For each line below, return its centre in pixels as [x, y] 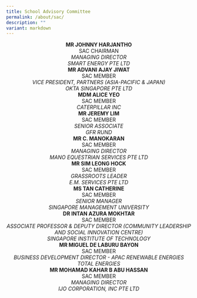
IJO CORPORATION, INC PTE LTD [98, 289]
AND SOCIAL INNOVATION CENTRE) [99, 233]
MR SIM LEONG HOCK [99, 164]
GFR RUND [99, 133]
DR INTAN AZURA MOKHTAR [99, 214]
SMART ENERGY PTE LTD [99, 64]
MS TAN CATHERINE [99, 188]
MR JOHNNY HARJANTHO [99, 45]
